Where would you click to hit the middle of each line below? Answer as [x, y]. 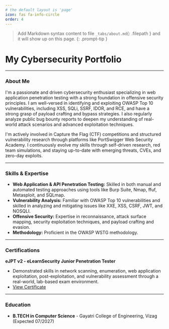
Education [18, 305]
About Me [18, 81]
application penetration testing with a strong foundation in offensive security [84, 97]
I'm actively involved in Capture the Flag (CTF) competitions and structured [83, 134]
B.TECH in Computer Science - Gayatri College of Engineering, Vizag [85, 316]
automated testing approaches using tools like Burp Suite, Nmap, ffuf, [84, 189]
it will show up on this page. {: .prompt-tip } [62, 39]
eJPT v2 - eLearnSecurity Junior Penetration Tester [60, 261]
